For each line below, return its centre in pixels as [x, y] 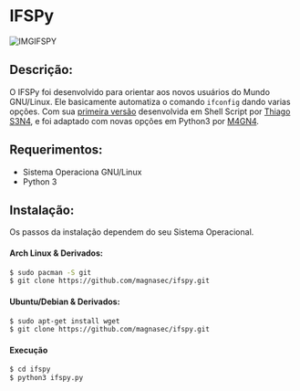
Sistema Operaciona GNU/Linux [82, 172]
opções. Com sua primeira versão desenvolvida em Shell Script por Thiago [150, 111]
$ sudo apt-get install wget [65, 321]
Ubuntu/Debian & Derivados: [65, 301]
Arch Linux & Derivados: [56, 253]
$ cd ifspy [30, 370]
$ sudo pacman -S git [51, 272]
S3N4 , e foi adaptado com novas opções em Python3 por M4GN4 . [134, 121]
